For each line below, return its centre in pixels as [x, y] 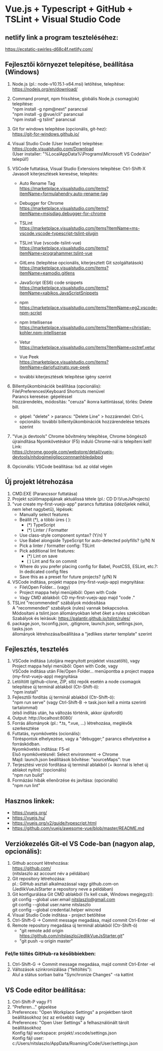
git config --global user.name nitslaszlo [51, 905]
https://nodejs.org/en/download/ [45, 89]
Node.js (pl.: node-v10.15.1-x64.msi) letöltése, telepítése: [68, 84]
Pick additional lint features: [47, 550]
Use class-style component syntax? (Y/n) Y [63, 535]
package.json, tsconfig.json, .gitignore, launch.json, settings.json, [78, 623]
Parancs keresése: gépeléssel [42, 396]
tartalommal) [25, 708]
